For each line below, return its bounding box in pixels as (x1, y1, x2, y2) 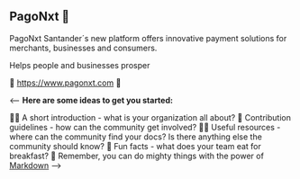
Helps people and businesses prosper (9, 59, 150, 70)
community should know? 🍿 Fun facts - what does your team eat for (9, 140, 261, 151)
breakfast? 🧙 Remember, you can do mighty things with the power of (9, 150, 264, 161)
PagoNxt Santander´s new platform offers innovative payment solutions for (9, 32, 287, 43)
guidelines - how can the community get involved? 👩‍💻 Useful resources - (9, 121, 281, 132)
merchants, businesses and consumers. (9, 42, 158, 53)
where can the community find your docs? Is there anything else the (9, 131, 263, 142)
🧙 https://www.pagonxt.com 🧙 (9, 77, 122, 88)
